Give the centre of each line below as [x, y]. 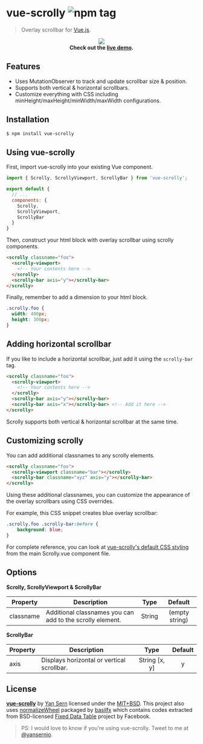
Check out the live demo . [101, 47]
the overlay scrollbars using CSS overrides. [60, 501]
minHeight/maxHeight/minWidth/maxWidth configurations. [88, 101]
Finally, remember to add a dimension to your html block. [77, 297]
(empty [179, 612]
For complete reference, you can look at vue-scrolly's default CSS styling [98, 547]
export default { [28, 189]
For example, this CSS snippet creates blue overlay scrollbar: [82, 513]
